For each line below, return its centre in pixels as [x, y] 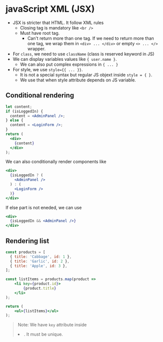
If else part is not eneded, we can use [44, 208]
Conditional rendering [40, 95]
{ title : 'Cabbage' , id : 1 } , [41, 257]
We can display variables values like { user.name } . [65, 59]
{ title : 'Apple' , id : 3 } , [39, 266]
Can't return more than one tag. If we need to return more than [91, 38]
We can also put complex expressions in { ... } [69, 64]
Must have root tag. [40, 33]
